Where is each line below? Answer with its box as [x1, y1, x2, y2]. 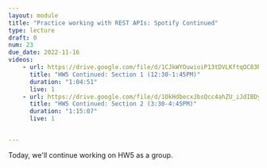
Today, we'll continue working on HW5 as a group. [8, 150, 173, 159]
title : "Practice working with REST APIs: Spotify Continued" [8, 19, 219, 27]
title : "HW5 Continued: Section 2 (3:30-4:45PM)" [29, 100, 197, 108]
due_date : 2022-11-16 [8, 48, 80, 56]
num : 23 [8, 41, 34, 49]
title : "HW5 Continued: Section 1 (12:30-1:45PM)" [29, 71, 201, 78]
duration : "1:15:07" [29, 108, 98, 116]
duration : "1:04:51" [29, 78, 98, 86]
